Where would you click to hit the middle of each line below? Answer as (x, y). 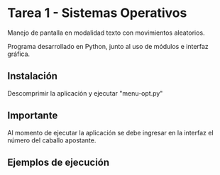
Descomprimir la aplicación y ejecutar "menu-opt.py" (85, 93)
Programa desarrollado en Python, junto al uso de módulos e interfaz (108, 46)
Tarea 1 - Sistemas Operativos (97, 13)
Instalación (33, 76)
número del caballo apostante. (52, 140)
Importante (33, 116)
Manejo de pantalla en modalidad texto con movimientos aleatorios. (106, 33)
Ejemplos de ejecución (59, 162)
